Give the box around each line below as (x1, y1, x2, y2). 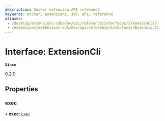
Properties (5, 85, 38, 93)
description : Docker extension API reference (5, 7, 100, 12)
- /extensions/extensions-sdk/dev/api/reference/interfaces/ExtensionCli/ (7, 25, 164, 30)
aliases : (5, 16, 23, 21)
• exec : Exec (5, 111, 30, 117)
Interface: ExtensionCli (5, 46, 101, 58)
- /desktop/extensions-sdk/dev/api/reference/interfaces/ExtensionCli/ (7, 20, 157, 26)
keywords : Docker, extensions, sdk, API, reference (5, 12, 113, 17)
